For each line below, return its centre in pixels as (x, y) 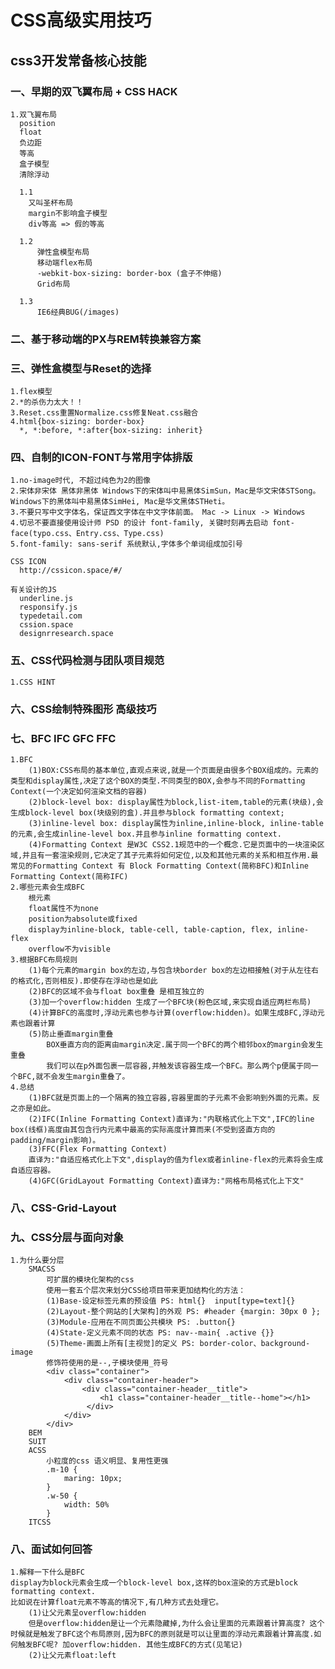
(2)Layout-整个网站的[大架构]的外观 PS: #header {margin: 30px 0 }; (183, 1312)
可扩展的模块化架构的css (90, 1280)
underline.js (46, 599)
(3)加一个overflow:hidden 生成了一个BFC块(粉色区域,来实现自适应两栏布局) (170, 1002)
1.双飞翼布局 (33, 114)
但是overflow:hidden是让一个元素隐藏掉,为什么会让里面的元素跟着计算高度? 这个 (176, 1624)
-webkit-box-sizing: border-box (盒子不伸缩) (129, 273)
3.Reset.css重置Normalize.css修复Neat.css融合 (104, 413)
